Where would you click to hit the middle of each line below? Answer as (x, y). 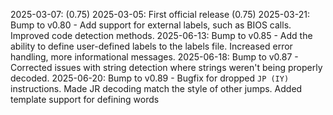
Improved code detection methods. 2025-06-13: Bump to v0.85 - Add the (161, 35)
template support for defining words (85, 99)
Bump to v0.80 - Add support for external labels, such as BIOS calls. (151, 25)
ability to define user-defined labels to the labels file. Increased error (151, 46)
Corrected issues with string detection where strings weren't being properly (166, 67)
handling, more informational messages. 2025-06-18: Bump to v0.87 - (154, 57)
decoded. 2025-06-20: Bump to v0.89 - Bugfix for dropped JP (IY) (150, 78)
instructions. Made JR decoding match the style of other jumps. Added (156, 88)
